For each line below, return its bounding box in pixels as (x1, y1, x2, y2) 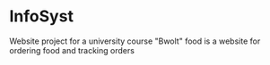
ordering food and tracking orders (9, 45, 135, 55)
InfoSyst (9, 6, 74, 27)
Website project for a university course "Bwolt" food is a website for (9, 36, 261, 46)
